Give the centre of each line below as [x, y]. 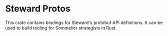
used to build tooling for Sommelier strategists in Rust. [61, 27]
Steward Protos [38, 9]
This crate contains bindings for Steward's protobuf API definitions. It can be [84, 22]
